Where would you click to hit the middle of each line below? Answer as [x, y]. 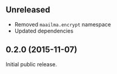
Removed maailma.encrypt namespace [63, 24]
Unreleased [28, 10]
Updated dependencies [44, 31]
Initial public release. [32, 64]
